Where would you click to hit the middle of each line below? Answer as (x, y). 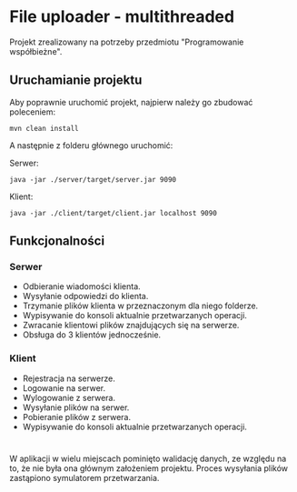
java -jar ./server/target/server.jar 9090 (93, 179)
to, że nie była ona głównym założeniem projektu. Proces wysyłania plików (149, 468)
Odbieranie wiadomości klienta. (81, 286)
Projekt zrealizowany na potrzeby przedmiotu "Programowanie (127, 42)
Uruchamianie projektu (76, 80)
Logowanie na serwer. (64, 387)
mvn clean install (44, 128)
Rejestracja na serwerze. (69, 378)
